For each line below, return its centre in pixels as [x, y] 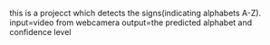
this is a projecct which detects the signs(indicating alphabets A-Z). [135, 13]
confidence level [40, 32]
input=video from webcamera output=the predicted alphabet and [131, 22]
